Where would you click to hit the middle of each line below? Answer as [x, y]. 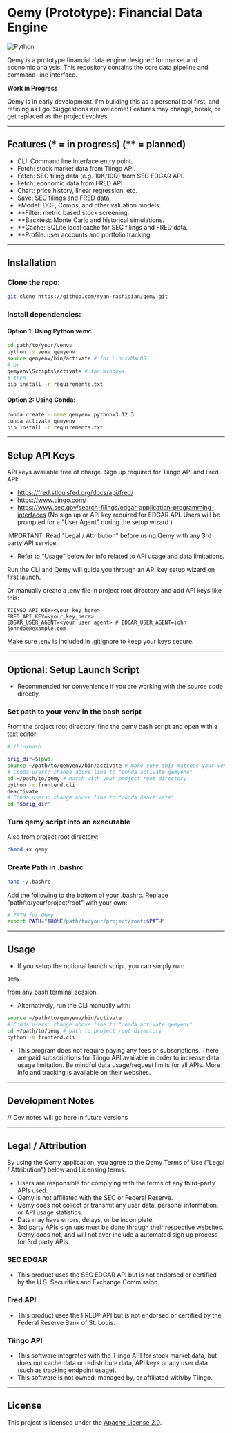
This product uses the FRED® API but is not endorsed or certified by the [119, 1315]
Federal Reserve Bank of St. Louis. [66, 1322]
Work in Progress [32, 88]
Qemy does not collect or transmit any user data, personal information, [118, 1205]
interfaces [31, 515]
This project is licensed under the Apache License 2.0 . [85, 1422]
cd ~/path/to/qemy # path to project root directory [85, 1031]
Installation [32, 263]
